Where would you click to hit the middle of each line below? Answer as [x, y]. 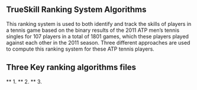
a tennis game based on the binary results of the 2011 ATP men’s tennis [93, 30]
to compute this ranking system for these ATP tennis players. [80, 49]
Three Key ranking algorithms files [71, 67]
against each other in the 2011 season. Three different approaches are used [98, 42]
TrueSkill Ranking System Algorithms [76, 10]
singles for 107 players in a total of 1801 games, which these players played [98, 36]
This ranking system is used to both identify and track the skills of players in [99, 24]
